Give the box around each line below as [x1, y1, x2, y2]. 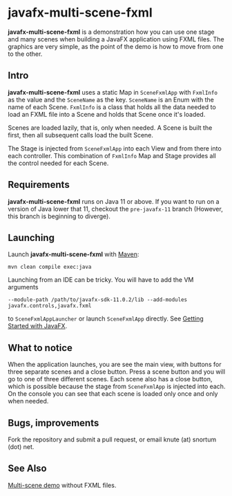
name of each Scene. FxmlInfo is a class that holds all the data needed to [8, 102, 216, 111]
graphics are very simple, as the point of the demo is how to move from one [8, 42, 224, 50]
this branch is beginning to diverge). [8, 212, 111, 220]
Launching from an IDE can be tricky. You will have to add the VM [8, 276, 194, 284]
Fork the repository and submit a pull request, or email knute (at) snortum [8, 435, 217, 443]
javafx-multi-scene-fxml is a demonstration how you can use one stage [8, 28, 215, 36]
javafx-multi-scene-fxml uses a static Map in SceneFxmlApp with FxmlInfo [8, 88, 218, 96]
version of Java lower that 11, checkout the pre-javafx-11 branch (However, [8, 204, 223, 213]
